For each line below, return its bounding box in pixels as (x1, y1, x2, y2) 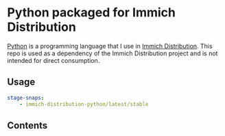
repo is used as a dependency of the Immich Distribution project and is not (7, 49, 218, 57)
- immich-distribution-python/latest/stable (19, 100, 149, 107)
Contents (7, 120, 48, 131)
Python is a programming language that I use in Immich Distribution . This (7, 42, 213, 50)
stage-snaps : (7, 94, 45, 101)
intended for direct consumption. (7, 56, 100, 64)
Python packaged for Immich (7, 5, 176, 21)
